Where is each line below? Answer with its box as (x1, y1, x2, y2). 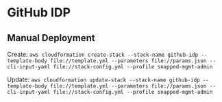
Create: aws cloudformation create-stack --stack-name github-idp (7, 50, 199, 58)
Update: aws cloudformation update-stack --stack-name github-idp (7, 75, 200, 84)
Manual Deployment (7, 32, 95, 44)
